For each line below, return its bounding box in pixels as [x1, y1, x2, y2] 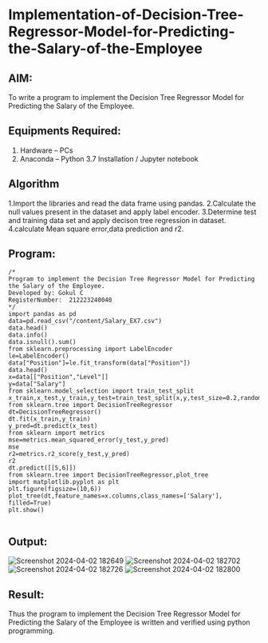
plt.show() [8, 506, 45, 514]
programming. [8, 626, 55, 636]
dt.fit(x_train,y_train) [8, 415, 91, 423]
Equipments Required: [8, 124, 121, 138]
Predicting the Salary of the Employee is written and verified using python [8, 617, 250, 627]
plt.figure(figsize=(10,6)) [8, 485, 102, 493]
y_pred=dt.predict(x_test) [8, 422, 98, 430]
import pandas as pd [8, 310, 77, 318]
